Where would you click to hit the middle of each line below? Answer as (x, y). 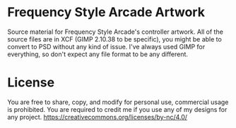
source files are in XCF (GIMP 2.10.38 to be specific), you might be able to (115, 39)
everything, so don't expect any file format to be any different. (98, 54)
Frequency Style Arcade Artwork (106, 12)
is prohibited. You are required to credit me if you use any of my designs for (117, 109)
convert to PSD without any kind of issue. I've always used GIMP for (106, 46)
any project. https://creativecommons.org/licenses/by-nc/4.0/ (98, 117)
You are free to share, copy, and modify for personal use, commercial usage (118, 102)
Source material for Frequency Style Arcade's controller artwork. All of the (116, 32)
